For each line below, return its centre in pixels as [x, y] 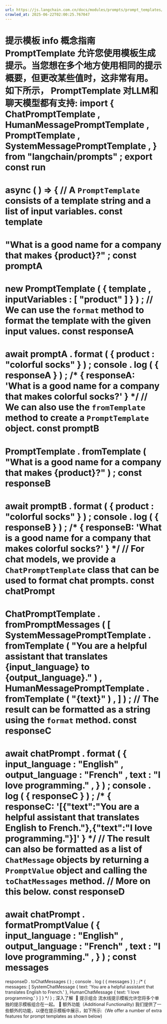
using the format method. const [71, 720]
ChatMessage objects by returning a [77, 860]
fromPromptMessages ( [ [58, 625]
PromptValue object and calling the [76, 871]
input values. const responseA [70, 332]
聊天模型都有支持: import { [60, 103]
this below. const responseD [65, 892]
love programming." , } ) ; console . [78, 786]
